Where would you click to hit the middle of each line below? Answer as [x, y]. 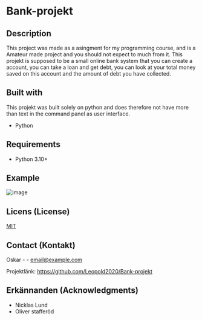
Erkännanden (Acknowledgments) [73, 291]
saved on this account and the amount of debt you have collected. [89, 73]
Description [29, 34]
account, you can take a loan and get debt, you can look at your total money [101, 67]
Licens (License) [38, 211]
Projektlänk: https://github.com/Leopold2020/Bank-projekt [80, 272]
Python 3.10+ [31, 159]
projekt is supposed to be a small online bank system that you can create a [99, 61]
